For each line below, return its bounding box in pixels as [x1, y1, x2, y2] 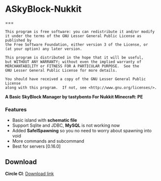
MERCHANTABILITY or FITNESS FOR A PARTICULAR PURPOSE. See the [5, 63, 139, 68]
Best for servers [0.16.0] [12, 144, 61, 150]
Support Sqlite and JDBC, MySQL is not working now [12, 122, 120, 128]
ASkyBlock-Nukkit [5, 3, 82, 15]
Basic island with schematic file [12, 117, 78, 123]
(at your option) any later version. [5, 46, 82, 51]
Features [5, 106, 27, 113]
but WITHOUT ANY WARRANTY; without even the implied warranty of [5, 59, 141, 64]
